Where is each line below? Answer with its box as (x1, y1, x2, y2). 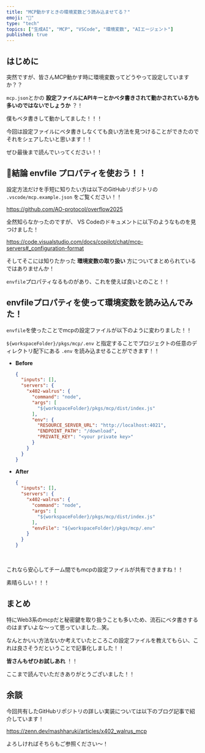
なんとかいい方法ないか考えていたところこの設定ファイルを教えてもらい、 (6, 637, 193, 644)
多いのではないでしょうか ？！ (6, 102, 83, 109)
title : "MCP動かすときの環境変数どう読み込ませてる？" (6, 9, 130, 15)
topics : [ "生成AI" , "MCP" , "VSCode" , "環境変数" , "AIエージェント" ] (6, 26, 174, 32)
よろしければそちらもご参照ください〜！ (6, 740, 108, 747)
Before (15, 359, 33, 366)
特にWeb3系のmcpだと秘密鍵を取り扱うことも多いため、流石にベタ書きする (6, 616, 199, 623)
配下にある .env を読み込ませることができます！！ (32, 347, 160, 354)
